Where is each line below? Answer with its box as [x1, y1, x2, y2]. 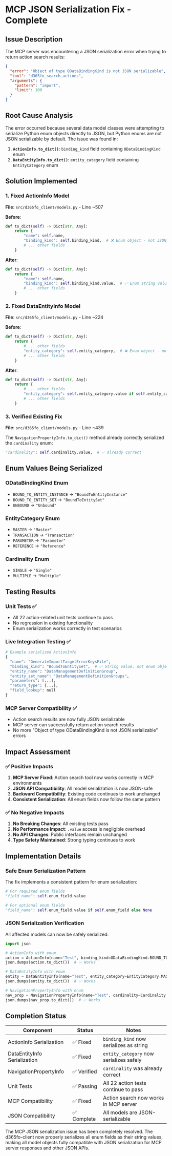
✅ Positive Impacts [5, 763, 54, 770]
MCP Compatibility [8, 1098, 53, 1105]
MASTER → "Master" [12, 526, 52, 532]
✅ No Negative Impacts [5, 809, 64, 816]
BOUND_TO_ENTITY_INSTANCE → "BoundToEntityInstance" [12, 491, 128, 497]
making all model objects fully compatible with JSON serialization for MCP [5, 1140, 162, 1146]
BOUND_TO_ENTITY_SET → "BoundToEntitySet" [12, 496, 105, 502]
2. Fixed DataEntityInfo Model [5, 302, 81, 309]
